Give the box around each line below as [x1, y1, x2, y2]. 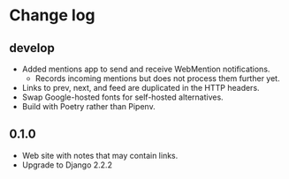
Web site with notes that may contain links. [21, 150, 179, 160]
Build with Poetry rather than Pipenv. [21, 101, 156, 111]
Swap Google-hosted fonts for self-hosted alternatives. [21, 92, 224, 102]
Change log [9, 5, 95, 26]
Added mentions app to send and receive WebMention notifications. [21, 63, 270, 74]
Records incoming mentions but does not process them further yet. [34, 73, 280, 84]
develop [9, 41, 55, 56]
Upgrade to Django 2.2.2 [21, 160, 113, 170]
